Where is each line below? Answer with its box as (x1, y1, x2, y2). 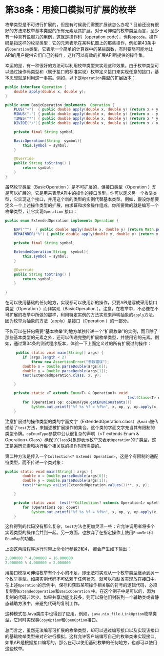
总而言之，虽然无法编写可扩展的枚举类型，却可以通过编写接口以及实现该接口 (5, 627, 159, 633)
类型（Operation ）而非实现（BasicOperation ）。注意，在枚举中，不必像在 (5, 306, 155, 312)
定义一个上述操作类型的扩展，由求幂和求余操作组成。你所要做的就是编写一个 (5, 202, 159, 208)
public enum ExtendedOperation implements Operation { (5, 218, 119, 223)
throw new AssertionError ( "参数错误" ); (31, 359, 110, 364)
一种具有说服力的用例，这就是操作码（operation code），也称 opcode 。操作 (9, 34, 158, 40)
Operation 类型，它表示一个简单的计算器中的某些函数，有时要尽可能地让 (9, 46, 153, 52)
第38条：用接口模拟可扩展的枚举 (5, 4, 136, 16)
